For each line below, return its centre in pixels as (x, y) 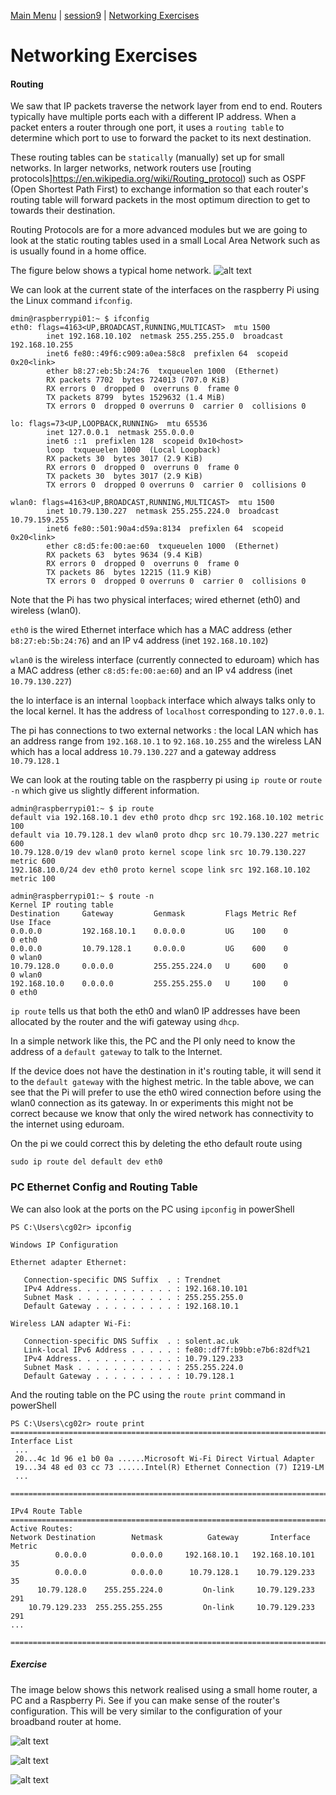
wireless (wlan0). (46, 611)
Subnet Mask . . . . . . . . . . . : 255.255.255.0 (133, 1297)
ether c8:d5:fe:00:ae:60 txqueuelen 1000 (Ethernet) (163, 546)
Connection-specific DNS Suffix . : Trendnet (122, 1280)
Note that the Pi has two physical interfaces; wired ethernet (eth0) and (155, 600)
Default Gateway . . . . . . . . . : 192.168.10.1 (131, 1306)
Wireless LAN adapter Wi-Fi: (71, 1323)
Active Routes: (42, 1528)
